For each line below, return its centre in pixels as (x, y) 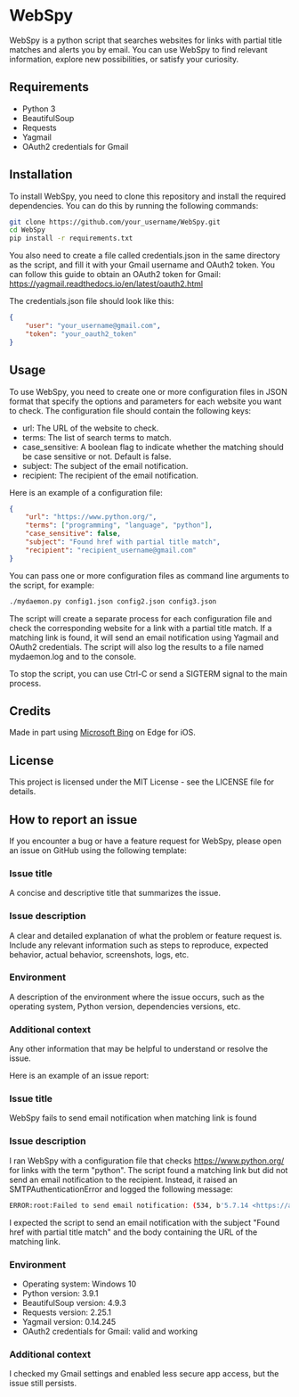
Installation (41, 175)
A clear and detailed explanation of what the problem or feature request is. (146, 935)
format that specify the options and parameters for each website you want (145, 401)
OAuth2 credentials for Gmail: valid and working (110, 1331)
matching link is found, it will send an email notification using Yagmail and (144, 637)
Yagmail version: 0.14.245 (69, 1321)
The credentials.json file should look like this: (92, 301)
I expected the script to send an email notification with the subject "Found (145, 1222)
